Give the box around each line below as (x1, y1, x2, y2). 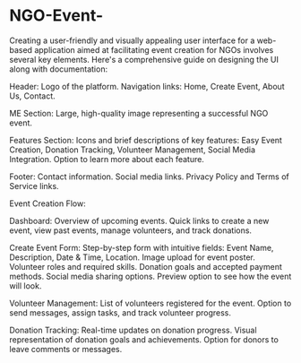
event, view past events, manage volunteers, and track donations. (9, 225, 253, 236)
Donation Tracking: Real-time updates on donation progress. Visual (9, 324, 257, 335)
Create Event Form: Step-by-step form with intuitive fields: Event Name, (9, 242, 274, 253)
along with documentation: (9, 64, 108, 74)
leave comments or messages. (9, 343, 123, 354)
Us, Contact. (9, 91, 56, 101)
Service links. (9, 180, 60, 191)
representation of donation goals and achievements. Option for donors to (9, 333, 279, 345)
